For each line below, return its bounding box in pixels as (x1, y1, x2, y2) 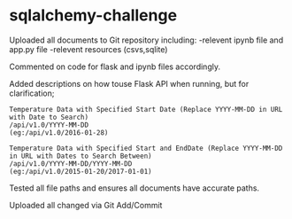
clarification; (9, 88, 55, 98)
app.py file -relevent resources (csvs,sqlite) (9, 43, 168, 54)
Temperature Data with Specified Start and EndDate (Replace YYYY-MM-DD (9, 144, 283, 153)
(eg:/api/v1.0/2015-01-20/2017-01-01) (9, 167, 152, 176)
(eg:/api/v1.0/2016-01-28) (9, 128, 109, 137)
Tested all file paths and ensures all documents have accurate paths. (9, 183, 259, 193)
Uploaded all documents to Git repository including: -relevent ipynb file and (9, 35, 284, 45)
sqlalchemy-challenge (9, 5, 178, 26)
